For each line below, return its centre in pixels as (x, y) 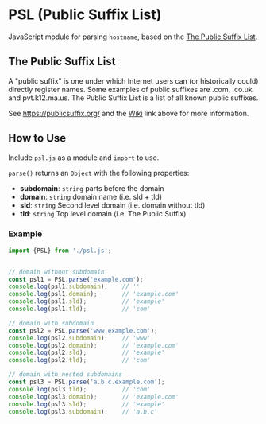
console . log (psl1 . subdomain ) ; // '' (74, 287)
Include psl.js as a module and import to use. (84, 158)
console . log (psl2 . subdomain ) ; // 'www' (79, 338)
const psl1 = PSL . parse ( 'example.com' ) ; (76, 279)
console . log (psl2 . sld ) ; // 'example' (87, 353)
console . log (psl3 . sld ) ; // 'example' (87, 404)
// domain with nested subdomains (66, 375)
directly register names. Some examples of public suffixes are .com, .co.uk (130, 89)
